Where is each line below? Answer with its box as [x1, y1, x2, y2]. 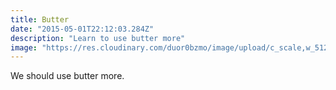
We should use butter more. [10, 70, 125, 82]
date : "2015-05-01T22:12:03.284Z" [10, 24, 155, 34]
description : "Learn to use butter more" [10, 33, 186, 43]
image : [10, 42, 38, 53]
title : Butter [10, 14, 70, 25]
